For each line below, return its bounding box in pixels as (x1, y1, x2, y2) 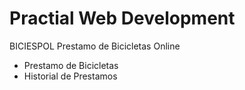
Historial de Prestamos (23, 70, 118, 82)
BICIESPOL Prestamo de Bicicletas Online (9, 40, 181, 52)
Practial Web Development (9, 7, 236, 30)
